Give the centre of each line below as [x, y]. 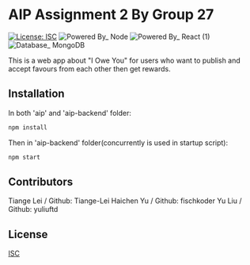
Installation [36, 94]
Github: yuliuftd [33, 209]
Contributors [41, 181]
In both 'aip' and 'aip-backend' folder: [70, 113]
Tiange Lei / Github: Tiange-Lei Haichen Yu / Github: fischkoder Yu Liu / [125, 201]
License [28, 234]
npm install [28, 127]
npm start [25, 157]
